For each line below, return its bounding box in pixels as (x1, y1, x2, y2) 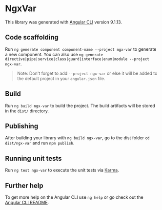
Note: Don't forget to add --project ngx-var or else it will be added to (17, 70, 158, 76)
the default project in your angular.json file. (17, 75, 105, 81)
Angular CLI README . (5, 200, 49, 205)
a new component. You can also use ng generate (5, 51, 103, 57)
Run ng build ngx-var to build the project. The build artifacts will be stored (5, 103, 155, 108)
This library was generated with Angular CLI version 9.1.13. (5, 19, 122, 25)
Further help (5, 181, 44, 189)
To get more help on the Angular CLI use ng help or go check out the (5, 194, 143, 200)
